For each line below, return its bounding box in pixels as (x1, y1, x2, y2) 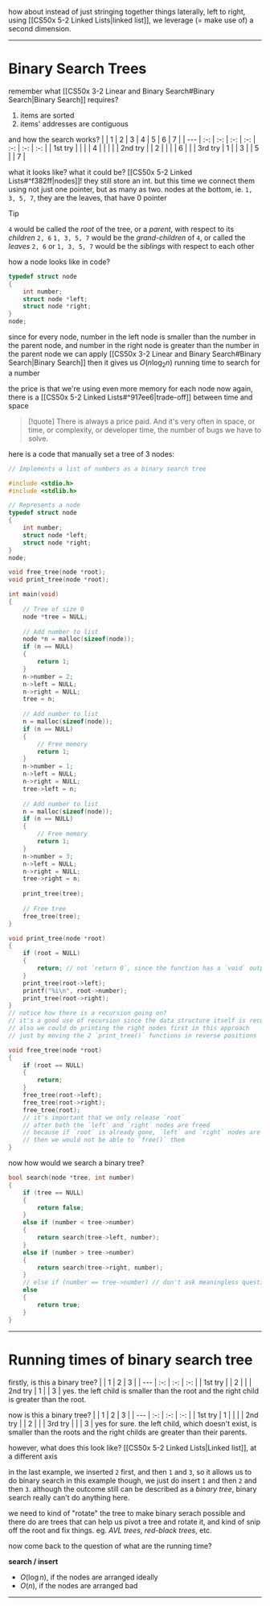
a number (8, 368, 40, 378)
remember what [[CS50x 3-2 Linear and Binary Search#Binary (8, 86, 215, 96)
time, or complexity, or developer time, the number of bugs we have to (27, 424, 262, 434)
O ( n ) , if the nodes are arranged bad (19, 1580, 138, 1590)
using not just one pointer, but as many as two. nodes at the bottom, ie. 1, (8, 184, 253, 194)
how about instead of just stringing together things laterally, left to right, (8, 7, 246, 16)
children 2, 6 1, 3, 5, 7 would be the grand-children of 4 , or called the (8, 233, 246, 242)
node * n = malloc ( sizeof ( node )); (22, 635, 135, 644)
